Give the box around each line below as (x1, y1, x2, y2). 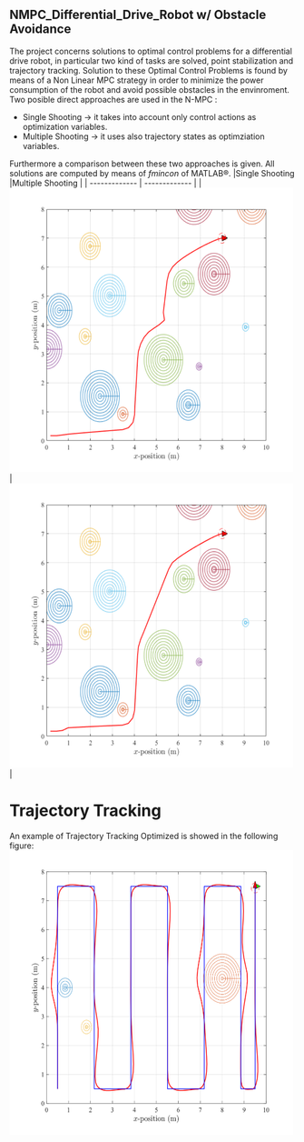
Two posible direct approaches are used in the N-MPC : (9, 94, 218, 105)
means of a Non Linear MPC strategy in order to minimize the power (9, 75, 264, 85)
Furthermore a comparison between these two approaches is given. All (9, 158, 275, 169)
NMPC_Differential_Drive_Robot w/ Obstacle (9, 7, 267, 23)
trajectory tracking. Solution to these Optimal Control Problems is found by (9, 65, 289, 75)
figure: (9, 840, 34, 851)
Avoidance (9, 22, 72, 37)
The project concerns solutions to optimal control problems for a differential (9, 45, 293, 56)
